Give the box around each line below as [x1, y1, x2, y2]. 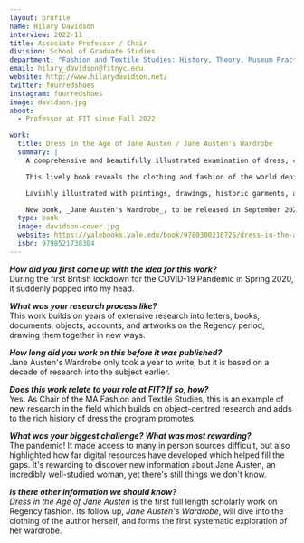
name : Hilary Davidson [9, 22, 95, 31]
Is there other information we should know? [9, 486, 177, 497]
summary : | [17, 148, 59, 157]
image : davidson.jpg [9, 97, 88, 107]
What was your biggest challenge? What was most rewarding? [9, 430, 252, 441]
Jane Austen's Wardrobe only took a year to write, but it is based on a [9, 356, 270, 367]
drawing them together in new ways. [9, 329, 146, 340]
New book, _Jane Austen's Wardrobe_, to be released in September [25, 205, 281, 214]
